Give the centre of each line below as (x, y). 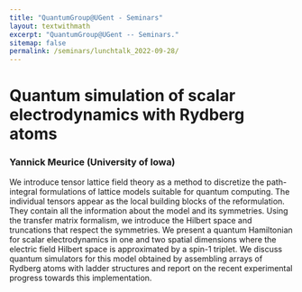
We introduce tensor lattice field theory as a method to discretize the (137, 182)
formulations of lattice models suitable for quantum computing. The (165, 191)
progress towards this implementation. (81, 278)
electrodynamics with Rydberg (127, 115)
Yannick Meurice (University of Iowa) (92, 162)
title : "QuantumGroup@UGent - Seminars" (87, 18)
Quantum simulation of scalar (123, 96)
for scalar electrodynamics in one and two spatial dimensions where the (143, 239)
